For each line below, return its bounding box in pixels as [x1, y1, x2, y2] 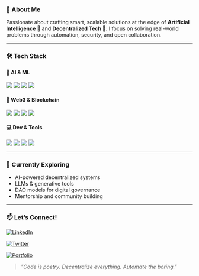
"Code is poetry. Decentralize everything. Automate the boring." [20, 263, 177, 271]
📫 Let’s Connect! [6, 213, 57, 222]
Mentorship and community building [14, 193, 104, 200]
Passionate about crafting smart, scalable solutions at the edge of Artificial [6, 19, 190, 26]
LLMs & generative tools [14, 180, 74, 187]
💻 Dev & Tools [6, 124, 43, 131]
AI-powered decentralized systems [14, 174, 101, 181]
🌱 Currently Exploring [6, 160, 70, 168]
